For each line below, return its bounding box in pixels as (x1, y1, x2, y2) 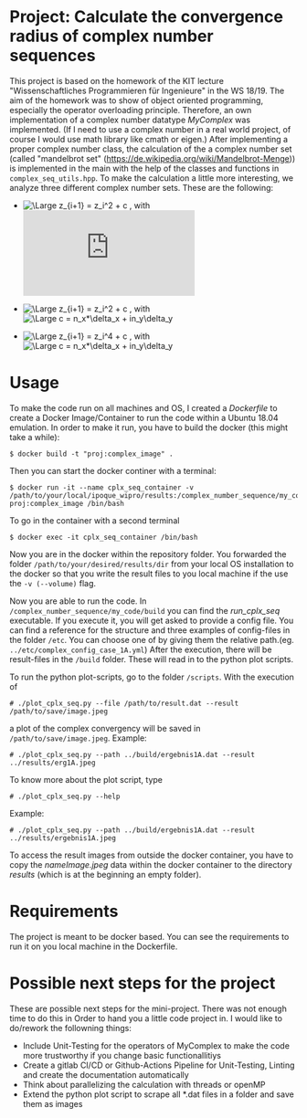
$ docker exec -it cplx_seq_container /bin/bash (9, 533, 198, 542)
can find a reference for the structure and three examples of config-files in (9, 624, 291, 636)
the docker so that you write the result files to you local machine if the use (9, 568, 289, 579)
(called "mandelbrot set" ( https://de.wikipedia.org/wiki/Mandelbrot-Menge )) (9, 153, 296, 163)
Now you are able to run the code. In (9, 596, 147, 606)
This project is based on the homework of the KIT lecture (9, 75, 224, 86)
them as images (22, 1098, 83, 1109)
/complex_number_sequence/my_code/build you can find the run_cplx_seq (9, 605, 281, 616)
